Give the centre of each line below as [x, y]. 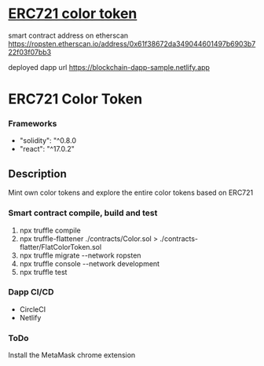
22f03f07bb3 [30, 52]
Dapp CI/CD [31, 292]
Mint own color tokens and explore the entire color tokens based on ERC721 [131, 192]
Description [37, 174]
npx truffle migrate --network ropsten [80, 255]
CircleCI [32, 309]
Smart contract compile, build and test [83, 213]
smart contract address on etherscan [68, 35]
